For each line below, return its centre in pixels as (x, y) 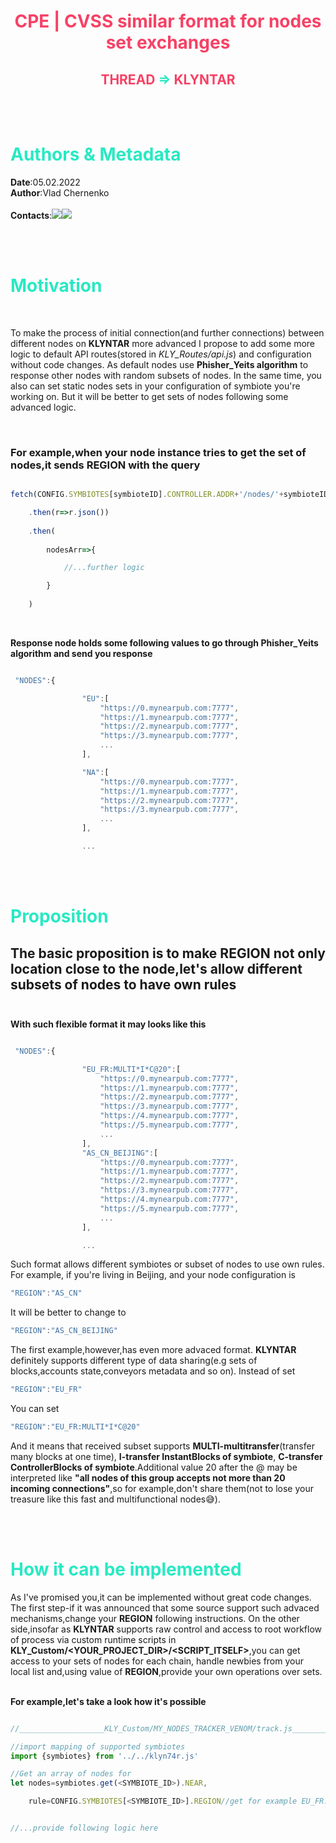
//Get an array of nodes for (71, 1774)
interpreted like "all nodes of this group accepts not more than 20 (148, 1477)
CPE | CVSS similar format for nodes (168, 21)
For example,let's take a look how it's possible (108, 1701)
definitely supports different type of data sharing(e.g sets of (134, 1361)
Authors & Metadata (96, 154)
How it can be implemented (126, 1569)
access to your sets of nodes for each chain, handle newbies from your (157, 1661)
